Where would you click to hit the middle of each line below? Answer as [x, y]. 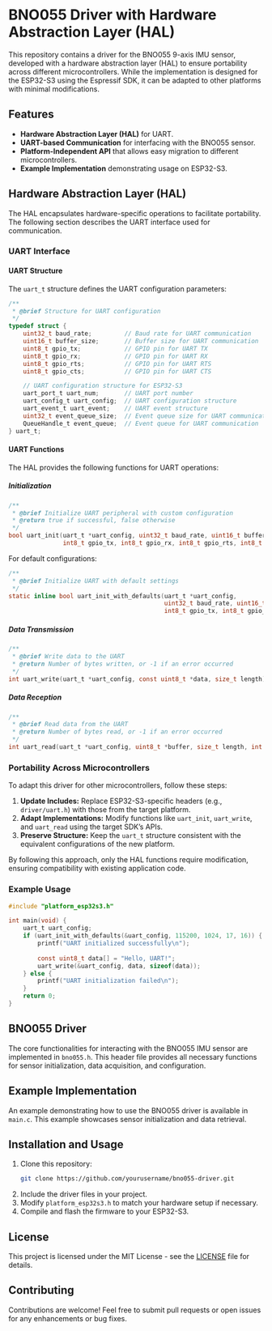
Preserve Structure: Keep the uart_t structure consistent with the [130, 836]
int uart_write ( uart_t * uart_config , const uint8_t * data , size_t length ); [139, 679]
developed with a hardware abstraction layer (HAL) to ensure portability [128, 63]
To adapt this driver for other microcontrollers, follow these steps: [118, 785]
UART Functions [36, 449]
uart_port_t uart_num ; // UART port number [108, 393]
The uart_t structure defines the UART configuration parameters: [117, 288]
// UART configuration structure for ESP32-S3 [103, 386]
